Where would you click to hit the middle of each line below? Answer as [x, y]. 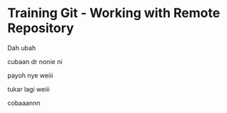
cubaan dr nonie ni [35, 61]
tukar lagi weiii [29, 89]
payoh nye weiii [30, 75]
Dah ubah [22, 48]
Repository [41, 28]
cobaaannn [24, 103]
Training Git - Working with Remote [114, 13]
